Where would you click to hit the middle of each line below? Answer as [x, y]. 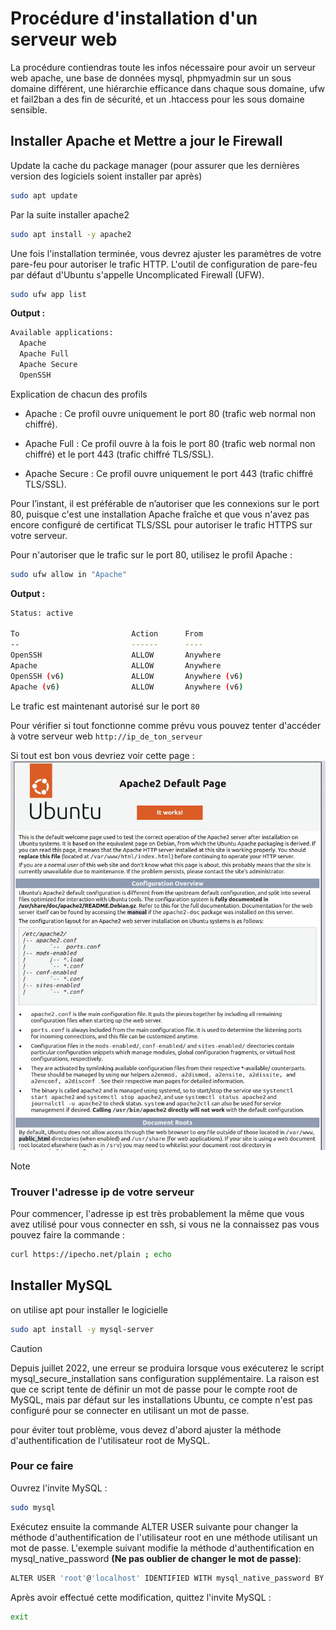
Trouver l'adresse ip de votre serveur [102, 1192]
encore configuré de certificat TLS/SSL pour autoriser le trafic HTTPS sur [161, 524]
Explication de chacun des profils [79, 394]
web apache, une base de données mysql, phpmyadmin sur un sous [151, 78]
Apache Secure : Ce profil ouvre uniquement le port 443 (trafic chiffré [169, 473]
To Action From [106, 634]
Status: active [42, 613]
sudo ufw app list [48, 294]
